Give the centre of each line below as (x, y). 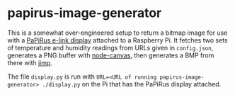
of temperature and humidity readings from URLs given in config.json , (110, 47)
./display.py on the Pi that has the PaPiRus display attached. (132, 84)
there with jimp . (30, 62)
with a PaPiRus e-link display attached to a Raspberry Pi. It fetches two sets (117, 40)
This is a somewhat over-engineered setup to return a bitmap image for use (117, 33)
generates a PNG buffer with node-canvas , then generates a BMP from (111, 55)
